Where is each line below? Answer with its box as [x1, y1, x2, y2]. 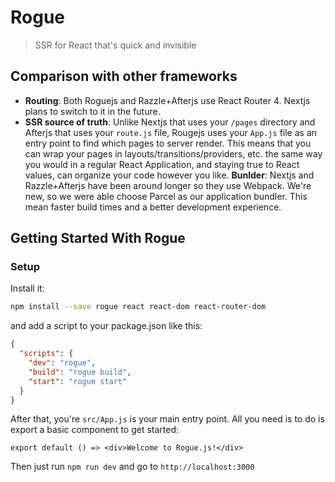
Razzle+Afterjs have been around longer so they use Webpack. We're [24, 179, 312, 191]
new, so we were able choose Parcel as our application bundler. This [24, 190, 308, 202]
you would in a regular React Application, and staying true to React [24, 158, 300, 170]
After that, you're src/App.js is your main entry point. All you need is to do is [10, 413, 325, 425]
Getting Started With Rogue [10, 230, 186, 247]
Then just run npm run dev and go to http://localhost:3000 [10, 461, 255, 473]
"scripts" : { [19, 349, 74, 359]
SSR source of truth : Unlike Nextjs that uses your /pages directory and [24, 116, 316, 128]
